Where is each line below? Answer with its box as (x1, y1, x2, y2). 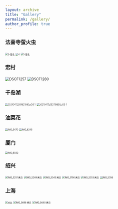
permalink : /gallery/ (5, 17, 50, 22)
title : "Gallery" (5, 12, 41, 17)
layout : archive (5, 7, 39, 13)
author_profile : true (5, 21, 50, 27)
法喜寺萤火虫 (5, 39, 36, 46)
